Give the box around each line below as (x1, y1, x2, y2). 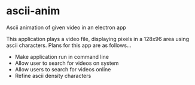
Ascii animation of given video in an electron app (6, 24, 127, 31)
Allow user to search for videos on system (14, 59, 119, 67)
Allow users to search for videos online (14, 65, 111, 73)
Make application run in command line (14, 53, 109, 60)
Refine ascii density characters (14, 72, 92, 79)
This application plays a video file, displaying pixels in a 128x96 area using (6, 35, 190, 42)
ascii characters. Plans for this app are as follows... (6, 42, 132, 49)
